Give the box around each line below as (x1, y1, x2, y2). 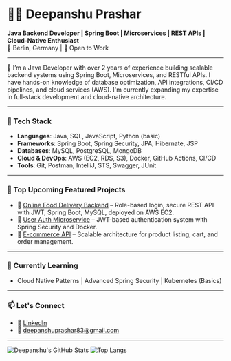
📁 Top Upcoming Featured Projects (7, 185, 126, 195)
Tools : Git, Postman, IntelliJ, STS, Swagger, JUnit (16, 161, 157, 169)
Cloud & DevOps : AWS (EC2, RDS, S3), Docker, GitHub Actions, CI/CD (16, 154, 217, 163)
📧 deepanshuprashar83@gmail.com (16, 327, 120, 335)
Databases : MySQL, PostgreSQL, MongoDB (16, 147, 142, 155)
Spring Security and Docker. (16, 223, 98, 231)
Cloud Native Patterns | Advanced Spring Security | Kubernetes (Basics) (16, 276, 222, 285)
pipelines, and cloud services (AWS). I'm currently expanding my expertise (7, 85, 219, 94)
